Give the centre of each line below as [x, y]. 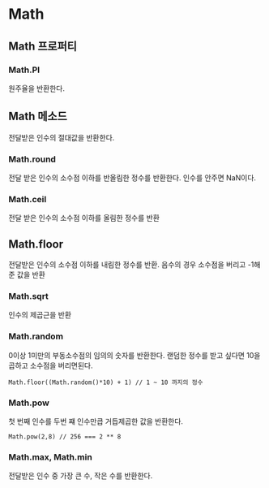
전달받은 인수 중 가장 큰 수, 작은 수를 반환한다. [81, 476]
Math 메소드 [38, 117]
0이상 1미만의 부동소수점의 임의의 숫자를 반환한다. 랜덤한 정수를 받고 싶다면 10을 [134, 355]
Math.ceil [28, 199]
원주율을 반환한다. [37, 88]
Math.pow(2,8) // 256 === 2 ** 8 [65, 436]
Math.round [32, 159]
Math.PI [24, 70]
